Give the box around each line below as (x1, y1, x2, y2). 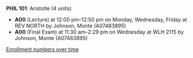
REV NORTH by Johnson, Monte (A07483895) (14, 23, 126, 29)
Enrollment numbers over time (6, 46, 79, 53)
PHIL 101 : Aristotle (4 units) (6, 5, 72, 12)
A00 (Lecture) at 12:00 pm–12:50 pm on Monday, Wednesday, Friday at (14, 16, 187, 23)
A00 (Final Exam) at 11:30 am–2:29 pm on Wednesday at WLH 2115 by (14, 28, 184, 35)
